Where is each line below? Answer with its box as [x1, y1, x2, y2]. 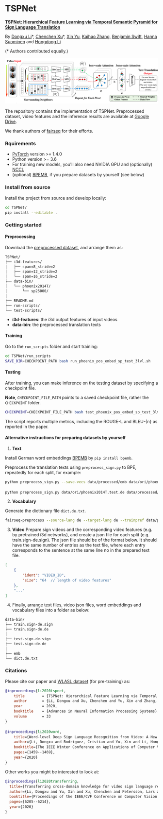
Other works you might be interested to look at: [5, 768, 99, 775]
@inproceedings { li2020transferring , [5, 779, 79, 784]
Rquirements [5, 140, 36, 147]
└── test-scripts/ [5, 308, 42, 313]
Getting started [5, 222, 42, 228]
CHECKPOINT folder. [5, 399, 41, 406]
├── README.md [5, 298, 34, 303]
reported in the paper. [5, 424, 49, 429]
